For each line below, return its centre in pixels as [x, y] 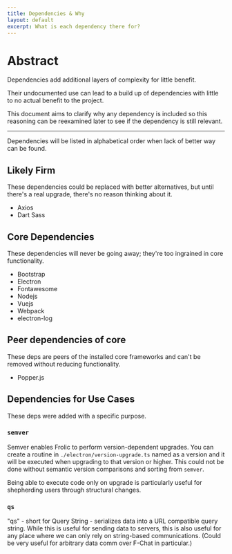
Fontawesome [37, 288]
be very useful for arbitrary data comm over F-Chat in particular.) [100, 543]
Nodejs [27, 296]
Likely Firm [31, 170]
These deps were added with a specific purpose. [77, 416]
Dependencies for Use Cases [71, 399]
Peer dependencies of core [67, 340]
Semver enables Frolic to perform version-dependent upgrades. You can [110, 447]
